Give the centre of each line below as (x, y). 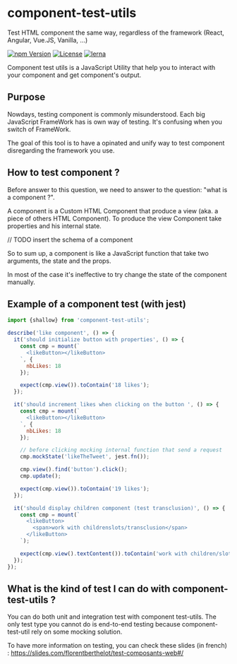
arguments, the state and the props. (59, 261)
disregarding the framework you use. (61, 150)
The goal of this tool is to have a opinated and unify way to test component (116, 143)
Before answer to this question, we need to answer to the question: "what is (117, 189)
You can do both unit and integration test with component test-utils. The (112, 617)
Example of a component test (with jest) (97, 304)
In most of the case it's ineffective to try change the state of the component (117, 274)
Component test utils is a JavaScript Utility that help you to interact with (111, 67)
